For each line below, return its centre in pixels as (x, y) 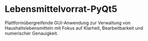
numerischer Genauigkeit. (31, 33)
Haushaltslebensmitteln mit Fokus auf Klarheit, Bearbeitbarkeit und (74, 28)
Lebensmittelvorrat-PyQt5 (61, 9)
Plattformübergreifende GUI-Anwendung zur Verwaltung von (68, 23)
